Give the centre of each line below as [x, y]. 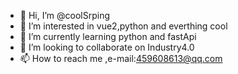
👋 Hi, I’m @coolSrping [64, 15]
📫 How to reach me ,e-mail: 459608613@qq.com [121, 58]
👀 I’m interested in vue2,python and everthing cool [123, 26]
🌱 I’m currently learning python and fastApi [108, 36]
